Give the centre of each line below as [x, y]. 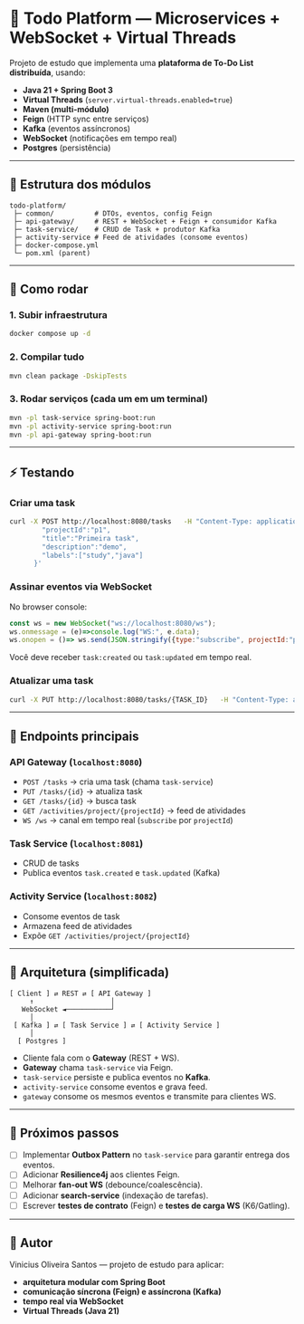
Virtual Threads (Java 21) [71, 1311]
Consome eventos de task [71, 916]
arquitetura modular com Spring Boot [94, 1282]
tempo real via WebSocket [73, 1301]
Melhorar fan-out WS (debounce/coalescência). [113, 1185]
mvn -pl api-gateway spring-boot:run [81, 435]
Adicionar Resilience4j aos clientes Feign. [101, 1175]
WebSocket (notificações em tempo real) [100, 138]
